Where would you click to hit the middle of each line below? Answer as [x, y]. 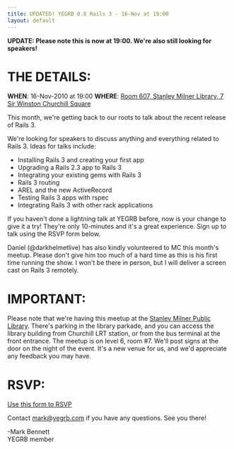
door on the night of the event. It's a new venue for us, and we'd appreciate [117, 348]
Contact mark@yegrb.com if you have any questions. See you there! [107, 418]
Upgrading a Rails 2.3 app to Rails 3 [70, 168]
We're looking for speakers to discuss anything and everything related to [113, 139]
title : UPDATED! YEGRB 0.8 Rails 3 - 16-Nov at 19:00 [88, 14]
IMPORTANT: [47, 299]
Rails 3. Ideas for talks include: [52, 147]
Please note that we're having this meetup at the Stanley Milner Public [109, 319]
